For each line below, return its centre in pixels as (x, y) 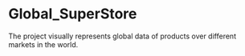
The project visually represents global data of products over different (122, 36)
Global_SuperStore (73, 14)
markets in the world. (43, 44)
